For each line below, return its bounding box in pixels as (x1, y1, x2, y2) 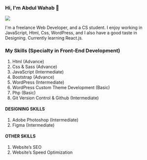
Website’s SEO (12, 144, 42, 150)
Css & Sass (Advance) (12, 64, 57, 69)
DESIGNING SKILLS (5, 106, 45, 112)
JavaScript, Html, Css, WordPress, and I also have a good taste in (5, 30, 137, 36)
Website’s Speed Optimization (12, 149, 73, 155)
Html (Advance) (12, 58, 45, 64)
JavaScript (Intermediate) (12, 69, 64, 75)
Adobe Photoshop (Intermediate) (12, 117, 79, 123)
